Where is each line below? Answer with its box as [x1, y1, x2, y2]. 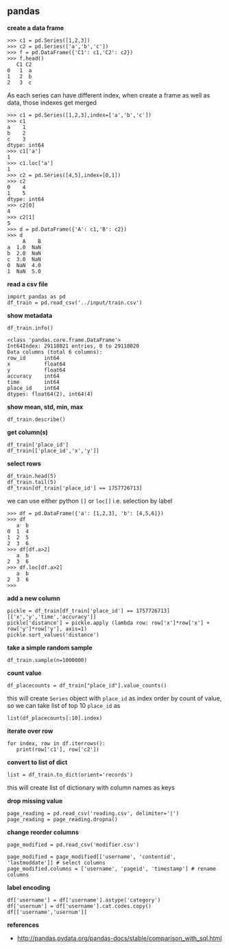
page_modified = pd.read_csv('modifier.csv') [7, 841, 139, 848]
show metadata [7, 311, 53, 319]
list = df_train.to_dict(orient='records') [7, 771, 134, 778]
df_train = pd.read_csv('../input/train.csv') [7, 299, 143, 306]
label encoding [7, 883, 51, 891]
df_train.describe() [7, 415, 67, 423]
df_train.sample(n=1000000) [7, 656, 88, 663]
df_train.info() [7, 324, 53, 332]
